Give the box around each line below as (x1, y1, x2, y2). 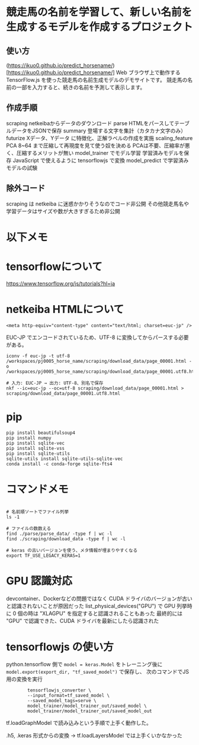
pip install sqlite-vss (6, 445, 65, 451)
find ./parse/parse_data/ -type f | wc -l (6, 531, 113, 537)
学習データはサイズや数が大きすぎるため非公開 (6, 207, 120, 214)
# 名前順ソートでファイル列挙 (6, 509, 69, 515)
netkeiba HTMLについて (6, 302, 124, 316)
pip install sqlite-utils (6, 451, 70, 456)
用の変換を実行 (6, 676, 43, 683)
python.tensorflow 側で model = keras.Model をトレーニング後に (6, 661, 163, 668)
